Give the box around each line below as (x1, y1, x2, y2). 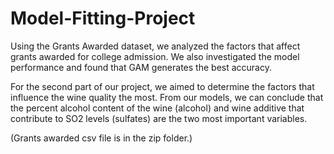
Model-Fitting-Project (10, 7, 196, 30)
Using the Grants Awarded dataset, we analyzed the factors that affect (10, 40, 301, 52)
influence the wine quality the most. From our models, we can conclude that (10, 91, 324, 103)
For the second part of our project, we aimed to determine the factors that (10, 80, 315, 92)
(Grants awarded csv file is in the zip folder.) (10, 132, 193, 144)
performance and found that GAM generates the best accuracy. (10, 61, 272, 73)
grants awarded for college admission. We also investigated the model (10, 50, 300, 62)
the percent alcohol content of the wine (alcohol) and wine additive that (10, 102, 305, 114)
